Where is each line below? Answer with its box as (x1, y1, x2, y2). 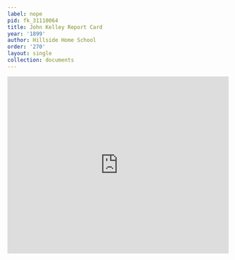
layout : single (7, 50, 52, 57)
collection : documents (7, 57, 74, 64)
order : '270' (7, 43, 46, 50)
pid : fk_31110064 (7, 17, 59, 24)
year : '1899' (7, 30, 46, 38)
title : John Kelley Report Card (7, 23, 103, 30)
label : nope (7, 10, 42, 18)
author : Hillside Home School (7, 37, 97, 44)
